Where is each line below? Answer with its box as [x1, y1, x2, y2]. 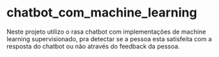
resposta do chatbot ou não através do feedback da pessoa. [6, 42, 181, 50]
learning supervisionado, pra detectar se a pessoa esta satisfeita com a [6, 34, 212, 43]
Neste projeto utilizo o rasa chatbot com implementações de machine [6, 27, 206, 36]
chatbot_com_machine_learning [6, 5, 197, 21]
